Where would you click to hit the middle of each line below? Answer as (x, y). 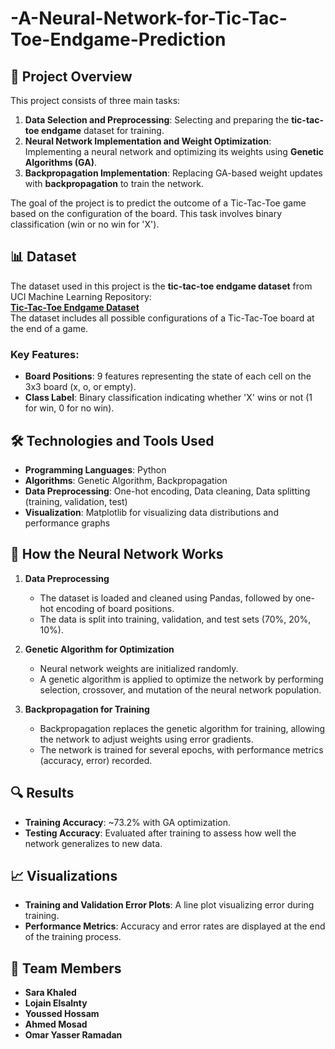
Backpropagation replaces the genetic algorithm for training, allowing (182, 728)
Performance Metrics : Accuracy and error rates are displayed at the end (175, 926)
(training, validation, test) (76, 501)
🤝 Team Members (66, 968)
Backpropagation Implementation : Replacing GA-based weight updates (173, 173)
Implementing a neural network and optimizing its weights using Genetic (174, 151)
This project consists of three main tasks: (95, 100)
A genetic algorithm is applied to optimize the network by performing (181, 679)
